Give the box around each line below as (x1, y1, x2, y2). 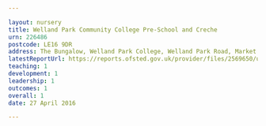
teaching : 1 (8, 62, 47, 71)
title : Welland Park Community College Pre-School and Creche (8, 25, 218, 34)
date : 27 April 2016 (8, 99, 77, 107)
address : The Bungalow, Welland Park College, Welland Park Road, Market (8, 48, 257, 56)
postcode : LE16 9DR (8, 40, 73, 48)
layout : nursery (8, 18, 62, 26)
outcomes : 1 (8, 84, 47, 92)
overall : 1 (8, 91, 44, 99)
